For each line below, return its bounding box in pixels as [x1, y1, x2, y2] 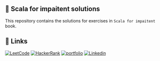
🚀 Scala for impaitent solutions [5, 5, 100, 13]
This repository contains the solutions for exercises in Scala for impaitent [5, 18, 156, 23]
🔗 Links [5, 37, 28, 45]
